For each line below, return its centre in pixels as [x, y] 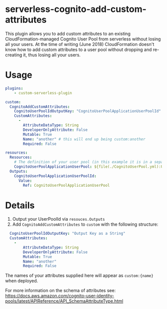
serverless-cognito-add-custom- [76, 9]
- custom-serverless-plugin [43, 93]
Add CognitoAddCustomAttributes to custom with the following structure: [85, 224]
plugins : [14, 88]
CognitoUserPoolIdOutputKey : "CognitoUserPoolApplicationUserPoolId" [88, 111]
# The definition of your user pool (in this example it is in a [83, 162]
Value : [25, 181]
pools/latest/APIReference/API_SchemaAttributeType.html [64, 301]
